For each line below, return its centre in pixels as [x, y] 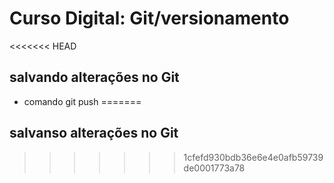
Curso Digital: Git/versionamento [149, 18]
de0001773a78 [214, 168]
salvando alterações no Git [94, 77]
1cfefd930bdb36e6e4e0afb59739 [253, 157]
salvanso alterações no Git [94, 133]
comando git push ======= [82, 101]
